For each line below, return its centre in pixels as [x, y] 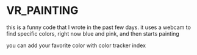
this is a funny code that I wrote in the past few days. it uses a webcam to [99, 27]
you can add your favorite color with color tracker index [76, 45]
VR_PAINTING [42, 11]
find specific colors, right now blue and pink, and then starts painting [93, 33]
